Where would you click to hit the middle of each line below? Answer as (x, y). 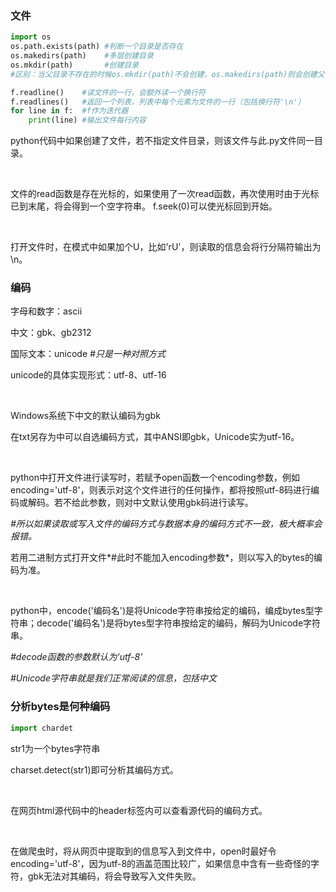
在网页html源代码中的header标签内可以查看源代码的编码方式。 (139, 810)
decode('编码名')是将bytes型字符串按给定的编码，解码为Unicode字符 (179, 623)
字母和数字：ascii (46, 311)
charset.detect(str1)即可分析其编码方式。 (94, 769)
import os (31, 37)
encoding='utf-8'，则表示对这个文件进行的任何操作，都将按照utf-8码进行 (161, 490)
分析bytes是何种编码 (60, 707)
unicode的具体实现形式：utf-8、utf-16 (88, 375)
